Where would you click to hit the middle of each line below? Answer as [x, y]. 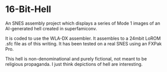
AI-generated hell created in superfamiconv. [51, 28]
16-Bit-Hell [28, 9]
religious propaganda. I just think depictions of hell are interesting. [74, 64]
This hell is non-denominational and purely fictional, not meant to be [76, 58]
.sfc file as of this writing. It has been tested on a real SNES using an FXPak [83, 43]
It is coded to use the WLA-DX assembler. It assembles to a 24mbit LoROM [83, 38]
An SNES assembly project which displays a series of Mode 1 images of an [83, 23]
